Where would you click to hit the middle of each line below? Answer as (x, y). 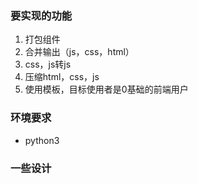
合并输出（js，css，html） (79, 52)
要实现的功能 (41, 15)
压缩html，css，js (62, 77)
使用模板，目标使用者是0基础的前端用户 (106, 89)
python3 (42, 140)
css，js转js (48, 64)
